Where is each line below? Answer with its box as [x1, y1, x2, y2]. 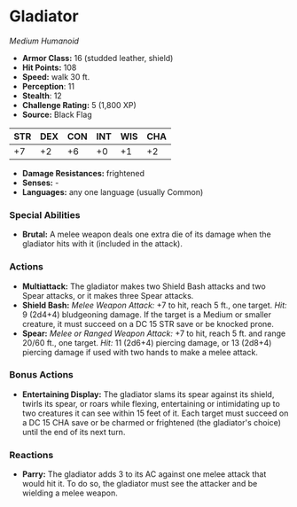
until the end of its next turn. [21, 426, 126, 437]
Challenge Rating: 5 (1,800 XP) [21, 99, 137, 110]
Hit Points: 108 [21, 62, 77, 73]
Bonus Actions [9, 369, 74, 381]
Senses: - [21, 177, 59, 188]
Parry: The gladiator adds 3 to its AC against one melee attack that [21, 469, 267, 480]
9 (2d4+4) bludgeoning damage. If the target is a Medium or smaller [21, 308, 272, 320]
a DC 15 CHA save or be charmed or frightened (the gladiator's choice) [21, 417, 282, 427]
